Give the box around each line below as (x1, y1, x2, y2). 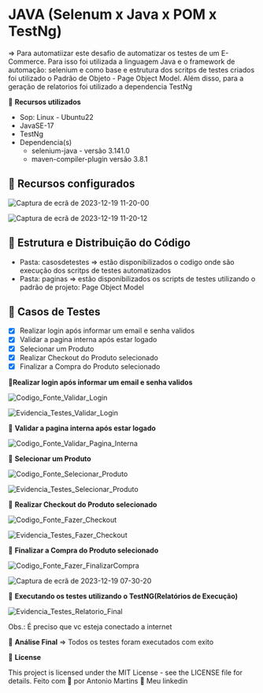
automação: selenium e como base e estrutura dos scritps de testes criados (8, 65, 255, 74)
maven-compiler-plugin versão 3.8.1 (31, 154, 148, 163)
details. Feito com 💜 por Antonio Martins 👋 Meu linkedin (8, 676, 188, 685)
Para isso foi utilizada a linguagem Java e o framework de (47, 57, 235, 66)
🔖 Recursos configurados (8, 177, 135, 191)
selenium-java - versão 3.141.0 (31, 146, 130, 155)
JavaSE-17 (19, 121, 54, 130)
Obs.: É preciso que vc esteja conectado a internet (8, 621, 172, 632)
